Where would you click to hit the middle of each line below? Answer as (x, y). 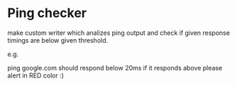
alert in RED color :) (36, 75)
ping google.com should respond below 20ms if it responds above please (115, 68)
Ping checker (47, 13)
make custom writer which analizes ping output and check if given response (119, 33)
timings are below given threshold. (58, 40)
